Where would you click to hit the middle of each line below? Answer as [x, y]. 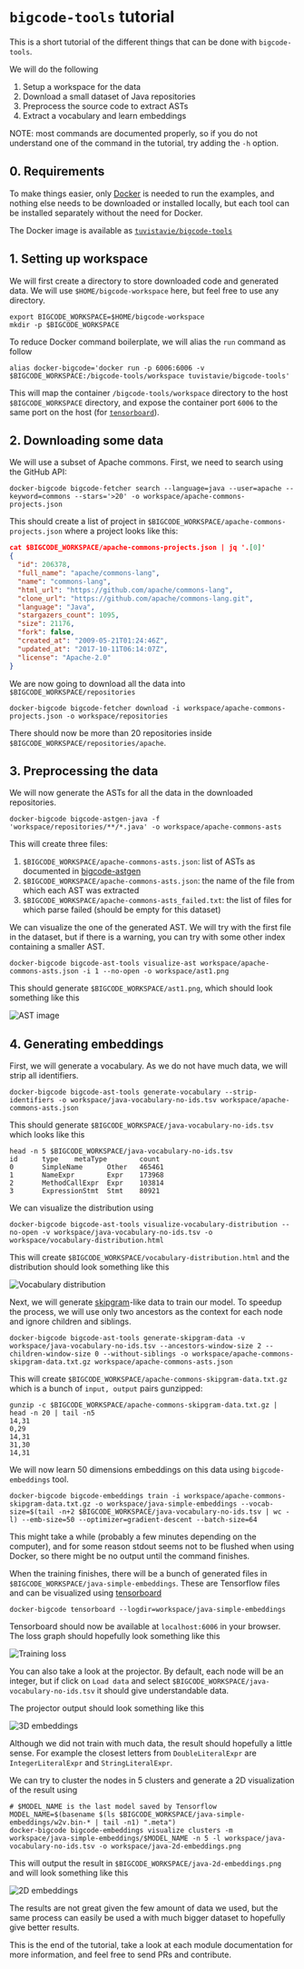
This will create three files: [59, 844]
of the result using [44, 1790]
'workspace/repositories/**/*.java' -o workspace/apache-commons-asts [146, 827]
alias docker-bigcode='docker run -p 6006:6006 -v [107, 368]
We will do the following [54, 69]
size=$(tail [32, 1512]
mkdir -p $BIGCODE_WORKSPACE [64, 324]
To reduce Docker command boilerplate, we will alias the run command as [147, 342]
